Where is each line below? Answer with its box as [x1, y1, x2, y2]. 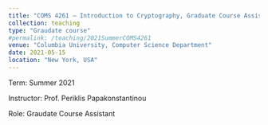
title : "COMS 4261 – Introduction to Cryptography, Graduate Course [8, 11, 241, 20]
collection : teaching [8, 19, 81, 27]
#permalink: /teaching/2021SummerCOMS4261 [8, 33, 152, 42]
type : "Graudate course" [8, 26, 91, 34]
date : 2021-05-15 [8, 49, 66, 57]
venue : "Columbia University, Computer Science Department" [8, 41, 213, 49]
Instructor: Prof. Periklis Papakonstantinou [8, 93, 147, 103]
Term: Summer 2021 [8, 77, 75, 88]
